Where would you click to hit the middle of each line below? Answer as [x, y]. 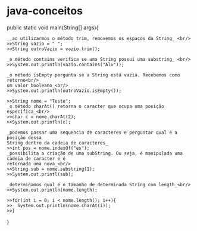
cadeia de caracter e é [36, 158]
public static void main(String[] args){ [53, 27]
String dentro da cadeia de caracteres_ [58, 143]
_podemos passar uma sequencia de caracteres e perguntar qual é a [92, 133]
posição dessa [24, 138]
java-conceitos [45, 11]
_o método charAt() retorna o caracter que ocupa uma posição [85, 106]
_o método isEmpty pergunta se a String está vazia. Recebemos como [93, 75]
